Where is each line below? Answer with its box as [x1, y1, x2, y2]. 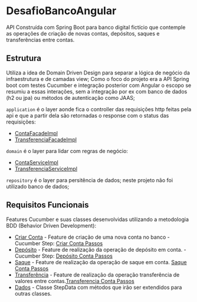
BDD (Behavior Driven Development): [6, 222, 96, 229]
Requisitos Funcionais [6, 200, 90, 210]
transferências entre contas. [6, 36, 75, 43]
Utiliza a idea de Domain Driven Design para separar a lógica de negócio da [6, 69, 190, 76]
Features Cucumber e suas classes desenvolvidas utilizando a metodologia [6, 216, 189, 223]
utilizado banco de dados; [6, 183, 70, 190]
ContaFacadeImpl [14, 129, 58, 137]
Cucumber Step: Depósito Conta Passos [14, 252, 113, 259]
